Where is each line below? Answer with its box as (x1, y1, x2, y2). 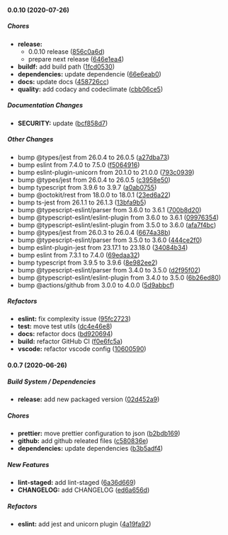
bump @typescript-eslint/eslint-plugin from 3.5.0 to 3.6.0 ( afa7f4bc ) (17, 220, 217, 229)
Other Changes (7, 135, 54, 144)
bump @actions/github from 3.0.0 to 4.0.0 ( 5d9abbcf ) (17, 280, 175, 289)
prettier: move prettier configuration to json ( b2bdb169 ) (17, 429, 181, 437)
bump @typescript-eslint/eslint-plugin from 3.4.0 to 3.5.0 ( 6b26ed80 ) (17, 273, 222, 282)
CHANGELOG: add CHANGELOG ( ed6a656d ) (17, 485, 150, 494)
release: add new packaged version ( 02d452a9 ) (17, 395, 160, 403)
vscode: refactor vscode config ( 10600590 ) (17, 345, 147, 353)
